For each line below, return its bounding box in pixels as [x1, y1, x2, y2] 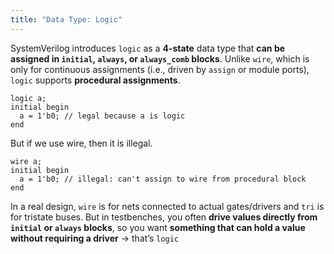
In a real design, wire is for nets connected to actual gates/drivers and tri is [10, 200, 325, 212]
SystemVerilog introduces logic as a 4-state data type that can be [10, 42, 286, 54]
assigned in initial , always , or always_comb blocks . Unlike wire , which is [10, 52, 310, 65]
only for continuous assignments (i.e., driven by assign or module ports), [10, 63, 310, 75]
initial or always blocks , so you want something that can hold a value [10, 221, 306, 233]
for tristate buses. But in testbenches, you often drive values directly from [10, 211, 318, 223]
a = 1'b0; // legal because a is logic [19, 111, 186, 121]
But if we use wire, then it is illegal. [10, 137, 153, 149]
